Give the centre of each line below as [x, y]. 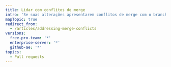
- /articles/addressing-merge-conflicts [53, 29]
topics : [13, 52]
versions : [16, 33]
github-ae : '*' [26, 47]
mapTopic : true [21, 19]
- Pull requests [27, 57]
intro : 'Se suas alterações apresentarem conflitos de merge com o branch [86, 15]
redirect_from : [21, 24]
